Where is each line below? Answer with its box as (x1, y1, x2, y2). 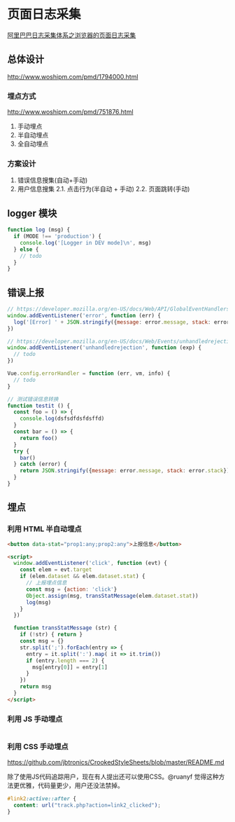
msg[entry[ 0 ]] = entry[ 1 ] (32, 664, 108, 671)
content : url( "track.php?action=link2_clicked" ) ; (13, 802, 161, 809)
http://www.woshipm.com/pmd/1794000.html (7, 72, 138, 81)
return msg (20, 683, 52, 690)
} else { (13, 246, 39, 253)
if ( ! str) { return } (20, 631, 83, 638)
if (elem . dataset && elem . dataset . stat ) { (20, 573, 145, 580)
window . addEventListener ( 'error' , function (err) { (7, 312, 161, 319)
